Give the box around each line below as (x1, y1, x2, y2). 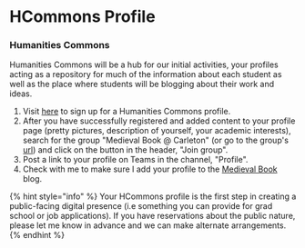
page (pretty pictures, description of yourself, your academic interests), (22, 125, 291, 136)
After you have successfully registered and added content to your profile (22, 115, 296, 126)
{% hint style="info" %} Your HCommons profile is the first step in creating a (9, 191, 297, 202)
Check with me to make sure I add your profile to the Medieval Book (22, 164, 278, 174)
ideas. (9, 88, 33, 99)
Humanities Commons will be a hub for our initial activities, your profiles (9, 59, 280, 70)
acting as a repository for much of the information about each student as (9, 69, 282, 80)
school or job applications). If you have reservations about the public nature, (9, 211, 296, 222)
